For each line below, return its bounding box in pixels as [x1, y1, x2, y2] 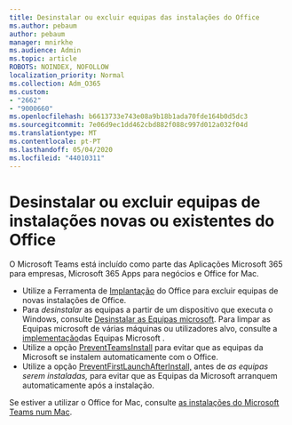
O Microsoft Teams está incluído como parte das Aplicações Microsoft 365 [9, 259, 283, 269]
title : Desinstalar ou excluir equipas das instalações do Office [9, 12, 260, 22]
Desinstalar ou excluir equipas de [9, 192, 261, 212]
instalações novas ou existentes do [9, 211, 275, 231]
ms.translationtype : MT [9, 129, 98, 138]
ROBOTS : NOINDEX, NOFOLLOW [9, 63, 109, 72]
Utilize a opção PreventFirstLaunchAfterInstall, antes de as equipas [21, 361, 269, 372]
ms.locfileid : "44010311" [9, 153, 105, 163]
